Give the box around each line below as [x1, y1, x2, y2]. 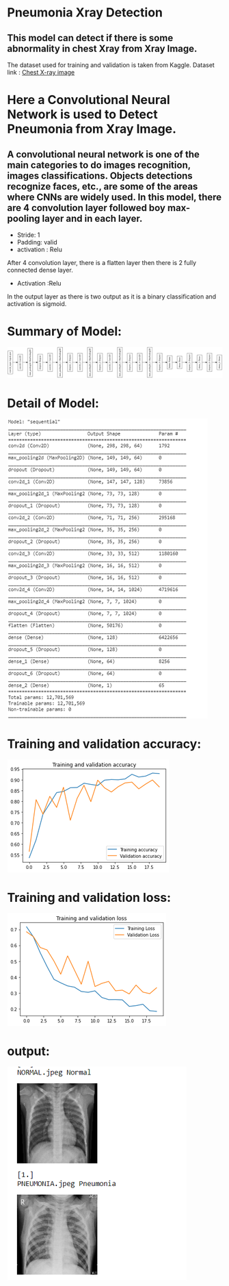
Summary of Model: [7, 324, 122, 340]
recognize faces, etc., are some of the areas [7, 180, 198, 192]
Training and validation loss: [7, 890, 172, 905]
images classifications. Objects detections [7, 170, 193, 181]
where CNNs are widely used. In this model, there [7, 191, 222, 203]
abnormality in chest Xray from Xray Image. [7, 42, 198, 54]
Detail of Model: [7, 395, 99, 411]
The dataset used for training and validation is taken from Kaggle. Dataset [7, 61, 215, 69]
